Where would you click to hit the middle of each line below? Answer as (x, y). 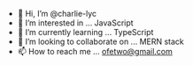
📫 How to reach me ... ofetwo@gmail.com (95, 51)
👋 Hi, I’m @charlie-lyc (57, 14)
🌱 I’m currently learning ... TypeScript (85, 32)
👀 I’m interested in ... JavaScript (76, 23)
